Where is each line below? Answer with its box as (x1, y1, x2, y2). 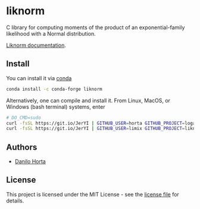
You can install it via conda (6, 74, 72, 81)
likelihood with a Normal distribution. (6, 30, 96, 37)
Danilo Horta (14, 158, 46, 165)
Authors (6, 142, 37, 152)
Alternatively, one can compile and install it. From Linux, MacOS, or (6, 97, 171, 104)
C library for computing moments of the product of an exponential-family (6, 24, 185, 31)
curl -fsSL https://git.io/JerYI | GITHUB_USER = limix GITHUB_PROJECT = (6, 126, 185, 132)
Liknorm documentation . (6, 42, 67, 49)
